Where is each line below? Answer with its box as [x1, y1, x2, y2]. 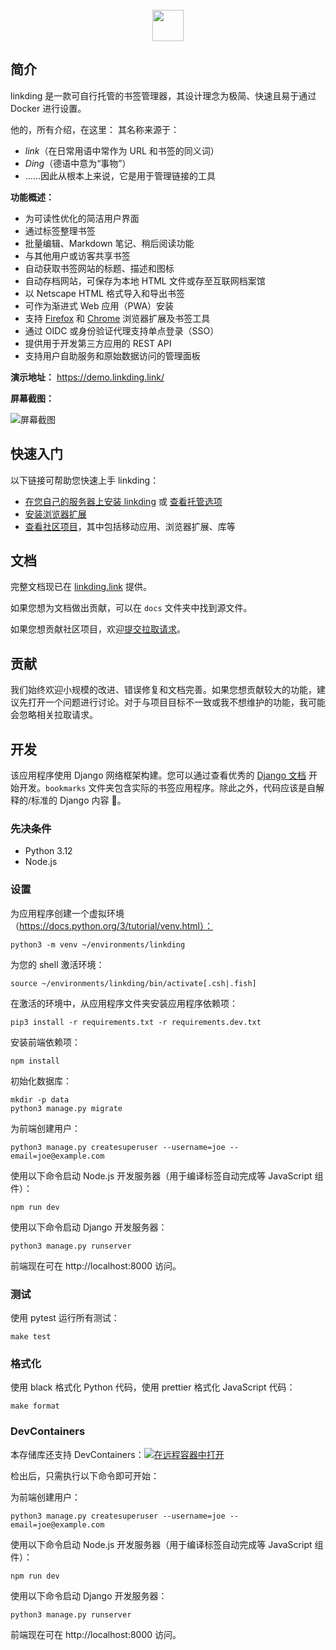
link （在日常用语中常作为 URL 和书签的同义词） [24, 144, 220, 157]
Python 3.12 [24, 845, 73, 857]
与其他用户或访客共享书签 [24, 249, 131, 262]
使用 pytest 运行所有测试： [10, 1311, 120, 1323]
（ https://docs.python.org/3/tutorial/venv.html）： [10, 919, 214, 932]
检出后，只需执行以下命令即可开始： [10, 1469, 160, 1482]
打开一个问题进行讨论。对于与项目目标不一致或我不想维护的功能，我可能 [27, 696, 326, 708]
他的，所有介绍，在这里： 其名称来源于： [10, 123, 180, 135]
